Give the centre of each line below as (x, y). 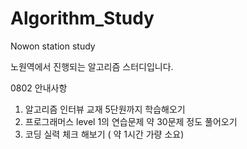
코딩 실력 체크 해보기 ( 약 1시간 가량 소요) (104, 134)
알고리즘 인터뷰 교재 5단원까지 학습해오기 (105, 109)
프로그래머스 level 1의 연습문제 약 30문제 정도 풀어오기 (131, 121)
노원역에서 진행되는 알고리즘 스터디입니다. (92, 66)
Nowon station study (53, 46)
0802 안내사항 (39, 88)
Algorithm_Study (82, 18)
